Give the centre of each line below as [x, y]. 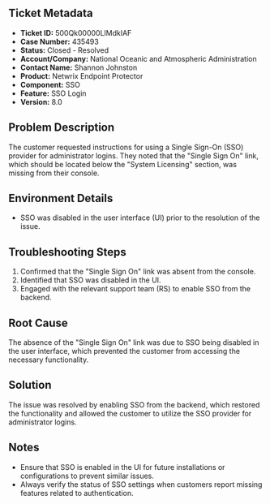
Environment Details [61, 198]
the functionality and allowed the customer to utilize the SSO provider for [130, 413]
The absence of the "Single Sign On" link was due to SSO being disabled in [134, 342]
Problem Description [62, 128]
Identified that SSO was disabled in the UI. [90, 280]
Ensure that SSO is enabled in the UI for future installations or [122, 467]
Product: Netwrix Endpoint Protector [81, 75]
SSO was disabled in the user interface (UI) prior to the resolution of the [140, 218]
